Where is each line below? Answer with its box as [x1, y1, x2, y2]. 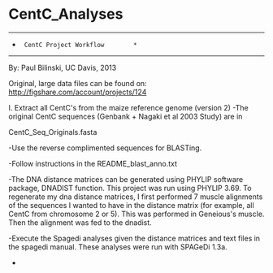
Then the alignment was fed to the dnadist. [8, 217, 152, 227]
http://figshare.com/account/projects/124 [8, 87, 147, 97]
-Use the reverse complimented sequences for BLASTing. [8, 143, 202, 153]
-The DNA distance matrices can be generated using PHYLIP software [8, 174, 244, 184]
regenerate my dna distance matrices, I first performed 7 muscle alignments [8, 192, 263, 201]
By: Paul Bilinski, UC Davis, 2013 [8, 63, 117, 72]
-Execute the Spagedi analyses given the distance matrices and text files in [8, 233, 261, 243]
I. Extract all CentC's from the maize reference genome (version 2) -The [8, 102, 249, 112]
